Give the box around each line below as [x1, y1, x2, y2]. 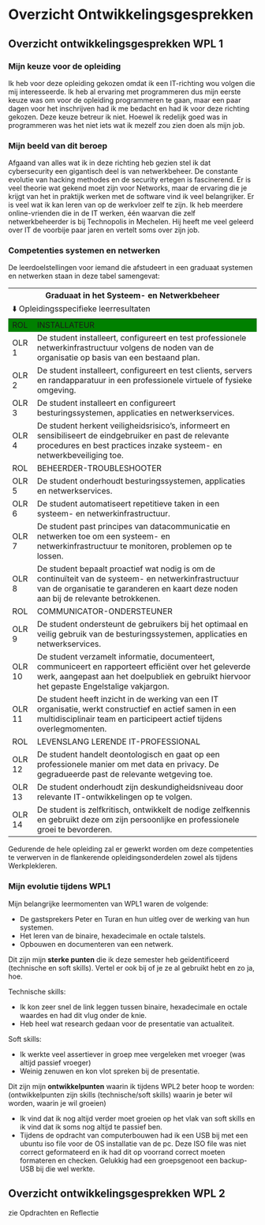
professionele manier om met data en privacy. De [36, 759, 219, 770]
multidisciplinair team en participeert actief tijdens [36, 713, 222, 724]
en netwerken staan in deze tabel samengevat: [8, 271, 160, 281]
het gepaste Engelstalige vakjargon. [36, 681, 170, 692]
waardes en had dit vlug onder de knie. [19, 1010, 147, 1020]
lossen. [36, 550, 64, 562]
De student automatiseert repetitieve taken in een [36, 498, 220, 509]
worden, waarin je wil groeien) [8, 1098, 106, 1107]
